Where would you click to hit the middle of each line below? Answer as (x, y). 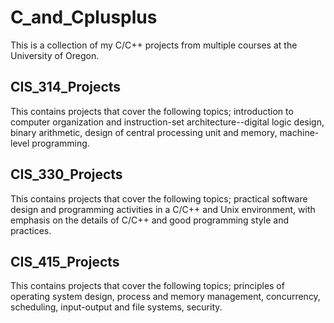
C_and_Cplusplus (84, 17)
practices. (31, 230)
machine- (299, 132)
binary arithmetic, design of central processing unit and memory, (144, 132)
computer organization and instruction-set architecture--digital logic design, (167, 122)
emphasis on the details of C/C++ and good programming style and (149, 220)
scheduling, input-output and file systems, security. (116, 307)
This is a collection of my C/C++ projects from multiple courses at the (154, 45)
